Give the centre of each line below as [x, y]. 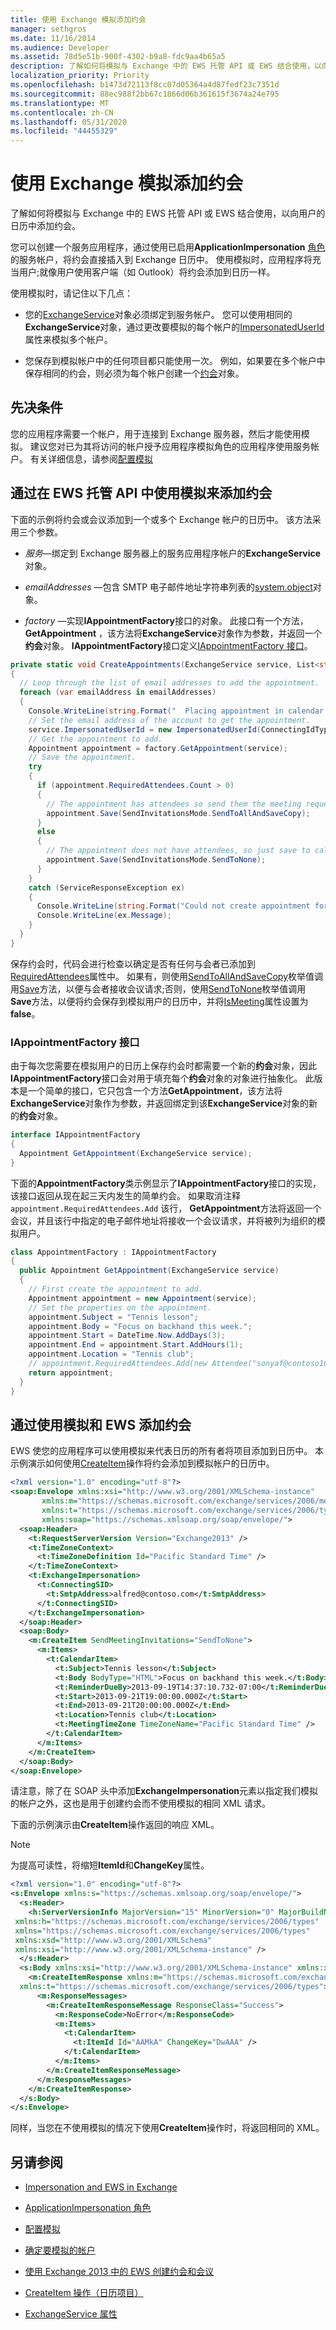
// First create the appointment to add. [115, 1289]
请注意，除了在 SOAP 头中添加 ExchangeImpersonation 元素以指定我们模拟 [164, 1791]
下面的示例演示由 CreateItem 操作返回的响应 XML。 [115, 1825]
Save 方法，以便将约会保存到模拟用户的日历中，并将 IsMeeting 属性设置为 [159, 1001]
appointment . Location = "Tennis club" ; [111, 1354]
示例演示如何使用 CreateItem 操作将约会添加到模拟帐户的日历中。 [142, 1463]
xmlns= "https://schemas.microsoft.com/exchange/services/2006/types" [162, 1931]
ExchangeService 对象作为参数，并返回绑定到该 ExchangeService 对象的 [160, 1103]
